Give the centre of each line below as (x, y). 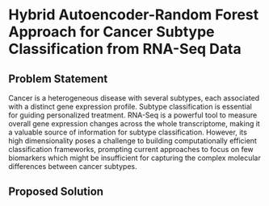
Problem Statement (58, 78)
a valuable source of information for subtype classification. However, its (128, 132)
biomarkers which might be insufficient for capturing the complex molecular (134, 158)
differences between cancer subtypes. (73, 166)
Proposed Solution (56, 192)
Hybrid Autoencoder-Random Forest (134, 15)
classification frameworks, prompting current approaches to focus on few (131, 149)
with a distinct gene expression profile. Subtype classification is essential (130, 107)
